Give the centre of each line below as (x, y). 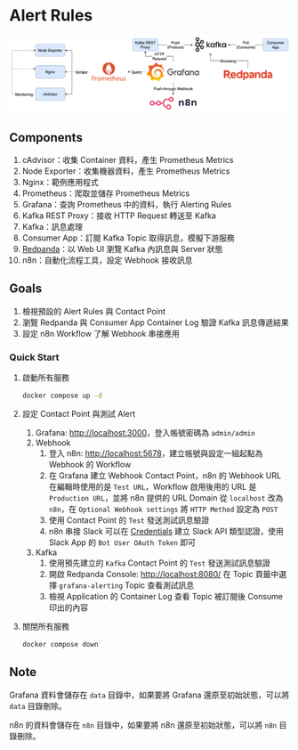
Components (46, 138)
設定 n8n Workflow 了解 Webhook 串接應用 (101, 333)
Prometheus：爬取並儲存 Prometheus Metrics (106, 193)
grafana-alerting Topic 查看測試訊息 (127, 585)
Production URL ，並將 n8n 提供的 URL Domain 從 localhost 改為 (166, 498)
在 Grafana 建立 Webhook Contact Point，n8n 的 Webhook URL (165, 476)
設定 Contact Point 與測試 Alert (79, 414)
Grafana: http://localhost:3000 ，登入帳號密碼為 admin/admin (145, 433)
